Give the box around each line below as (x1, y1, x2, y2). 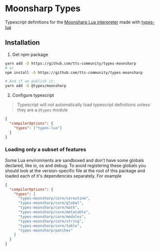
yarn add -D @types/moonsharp (5, 84, 67, 89)
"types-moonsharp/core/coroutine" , (18, 196, 91, 201)
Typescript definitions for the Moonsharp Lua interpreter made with (5, 19, 140, 25)
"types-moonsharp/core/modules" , (18, 214, 86, 219)
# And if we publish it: (5, 79, 56, 84)
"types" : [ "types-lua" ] (14, 125, 62, 130)
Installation (5, 39, 40, 47)
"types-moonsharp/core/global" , (18, 201, 84, 205)
